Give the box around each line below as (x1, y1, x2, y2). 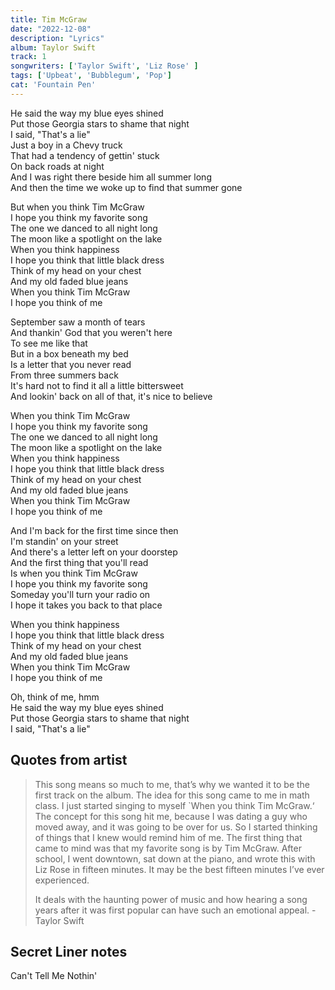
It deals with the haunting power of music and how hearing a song (34, 893, 308, 905)
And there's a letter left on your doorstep (10, 546, 178, 558)
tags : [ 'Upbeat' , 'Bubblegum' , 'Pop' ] (10, 71, 172, 81)
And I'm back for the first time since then (10, 524, 179, 536)
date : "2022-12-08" (10, 24, 92, 34)
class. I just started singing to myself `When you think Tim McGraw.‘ (34, 799, 315, 811)
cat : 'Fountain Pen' (10, 80, 97, 90)
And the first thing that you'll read (10, 556, 149, 568)
